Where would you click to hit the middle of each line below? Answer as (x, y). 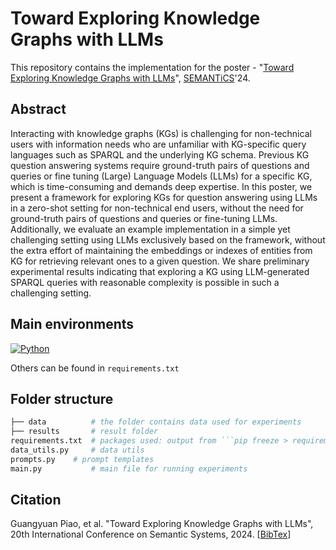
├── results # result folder (84, 432)
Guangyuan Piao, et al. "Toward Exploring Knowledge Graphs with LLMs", (162, 524)
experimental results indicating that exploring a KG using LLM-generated (160, 271)
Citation (36, 500)
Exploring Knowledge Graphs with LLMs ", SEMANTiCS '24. (130, 78)
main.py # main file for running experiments (129, 468)
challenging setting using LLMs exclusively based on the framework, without (168, 239)
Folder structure (62, 398)
